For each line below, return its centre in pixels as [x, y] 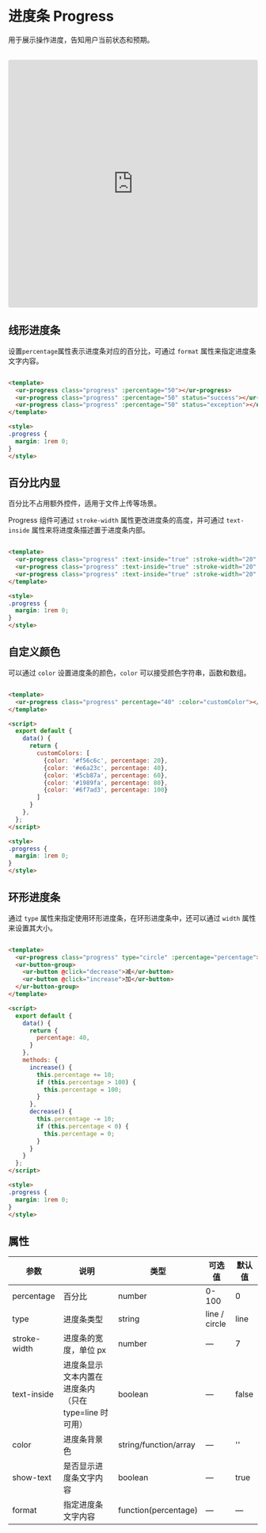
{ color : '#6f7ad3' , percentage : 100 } [106, 790]
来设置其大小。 [32, 928]
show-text [32, 1477]
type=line [81, 1412]
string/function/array [156, 1445]
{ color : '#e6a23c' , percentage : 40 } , [106, 768]
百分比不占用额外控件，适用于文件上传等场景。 [84, 504]
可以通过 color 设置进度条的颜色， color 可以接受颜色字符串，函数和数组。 [129, 673]
